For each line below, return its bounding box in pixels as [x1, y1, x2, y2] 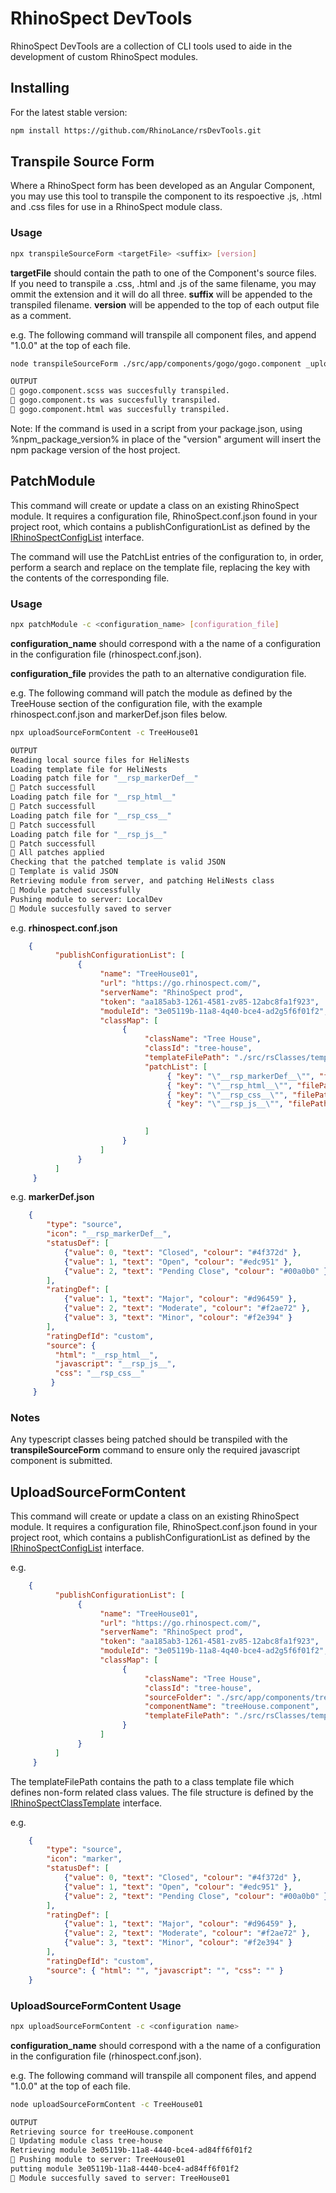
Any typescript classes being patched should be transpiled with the [10, 1433, 288, 1446]
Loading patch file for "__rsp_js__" [10, 829, 168, 839]
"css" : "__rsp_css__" [54, 1368, 145, 1379]
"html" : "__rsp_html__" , [54, 1350, 159, 1360]
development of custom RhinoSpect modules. [10, 50, 199, 62]
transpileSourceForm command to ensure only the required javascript [10, 1444, 301, 1456]
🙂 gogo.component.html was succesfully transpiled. [10, 405, 230, 415]
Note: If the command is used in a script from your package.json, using [10, 422, 303, 434]
